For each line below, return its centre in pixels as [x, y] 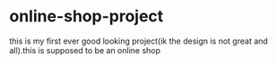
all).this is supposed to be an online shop [85, 50]
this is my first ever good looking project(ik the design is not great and [139, 41]
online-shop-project [87, 16]
